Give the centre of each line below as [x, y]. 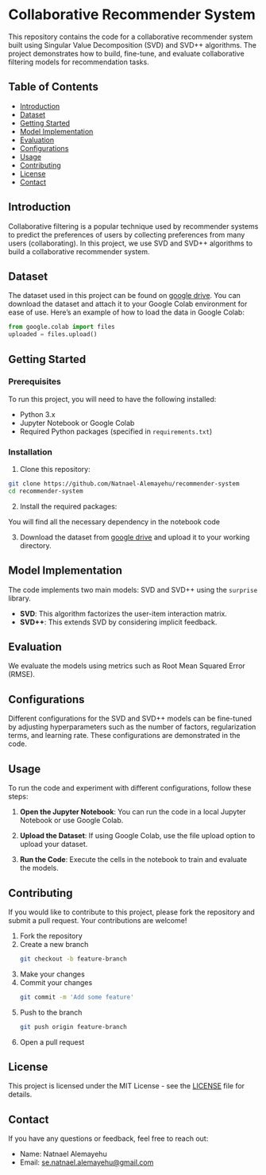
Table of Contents [54, 87]
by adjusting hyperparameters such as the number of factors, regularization [132, 727]
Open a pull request [52, 1042]
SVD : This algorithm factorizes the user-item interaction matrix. [123, 613]
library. [20, 598]
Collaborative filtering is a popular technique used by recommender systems [133, 226]
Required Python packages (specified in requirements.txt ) [116, 431]
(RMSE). [22, 674]
